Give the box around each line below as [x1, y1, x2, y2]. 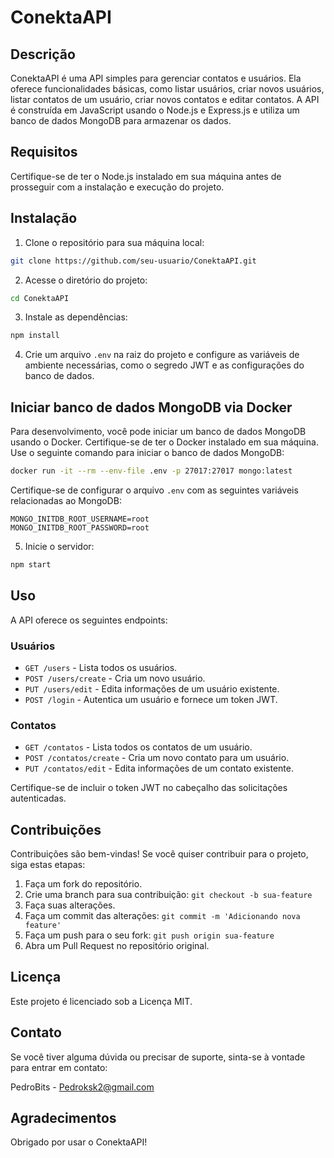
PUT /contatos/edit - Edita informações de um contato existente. [24, 762, 295, 775]
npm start [10, 559, 52, 570]
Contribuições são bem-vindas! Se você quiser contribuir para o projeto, [10, 848, 309, 860]
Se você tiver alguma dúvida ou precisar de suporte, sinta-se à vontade [10, 1051, 306, 1063]
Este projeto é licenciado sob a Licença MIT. [10, 995, 193, 1007]
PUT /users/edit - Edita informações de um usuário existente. [24, 682, 280, 695]
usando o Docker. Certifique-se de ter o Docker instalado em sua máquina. [10, 436, 319, 448]
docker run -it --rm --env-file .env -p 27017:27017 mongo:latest [10, 466, 293, 476]
